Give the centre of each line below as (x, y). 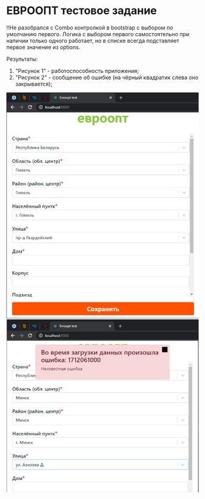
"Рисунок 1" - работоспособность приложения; (77, 70)
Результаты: (22, 59)
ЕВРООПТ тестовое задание (82, 11)
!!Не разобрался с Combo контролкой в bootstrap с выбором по (90, 28)
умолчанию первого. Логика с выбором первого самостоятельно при (98, 34)
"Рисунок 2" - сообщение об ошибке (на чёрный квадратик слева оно (107, 77)
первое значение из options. (43, 47)
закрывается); (34, 84)
